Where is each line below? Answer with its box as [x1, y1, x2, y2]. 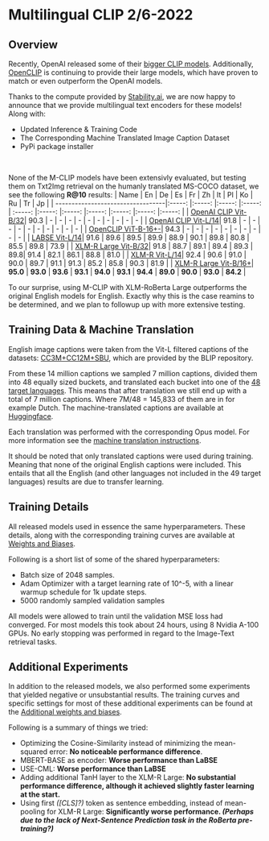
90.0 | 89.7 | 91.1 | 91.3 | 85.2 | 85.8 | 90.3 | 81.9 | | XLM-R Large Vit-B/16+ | [8, 259, 255, 267]
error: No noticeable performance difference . [49, 747, 203, 756]
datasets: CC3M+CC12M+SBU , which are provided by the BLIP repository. [8, 353, 254, 362]
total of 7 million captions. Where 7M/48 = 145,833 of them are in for [8, 394, 235, 404]
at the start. [19, 789, 60, 799]
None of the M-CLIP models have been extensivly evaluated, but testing [8, 173, 247, 182]
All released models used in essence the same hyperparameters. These [8, 521, 246, 531]
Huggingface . [8, 411, 54, 420]
